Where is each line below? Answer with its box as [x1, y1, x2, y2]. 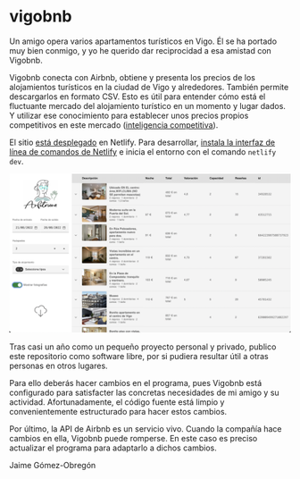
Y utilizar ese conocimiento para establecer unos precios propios [9, 110, 249, 121]
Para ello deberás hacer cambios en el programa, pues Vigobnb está [9, 378, 262, 389]
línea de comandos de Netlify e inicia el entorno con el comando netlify [9, 146, 277, 157]
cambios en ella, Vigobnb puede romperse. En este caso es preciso [9, 433, 258, 444]
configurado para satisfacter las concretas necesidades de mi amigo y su [9, 387, 279, 399]
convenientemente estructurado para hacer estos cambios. [9, 407, 228, 417]
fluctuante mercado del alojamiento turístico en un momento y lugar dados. [9, 100, 286, 111]
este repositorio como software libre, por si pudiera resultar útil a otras [9, 351, 270, 362]
